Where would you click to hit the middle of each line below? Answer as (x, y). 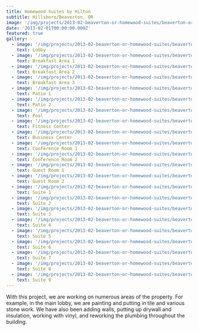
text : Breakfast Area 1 (46, 61)
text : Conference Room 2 (47, 160)
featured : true (25, 34)
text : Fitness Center (43, 127)
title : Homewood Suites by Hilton (49, 11)
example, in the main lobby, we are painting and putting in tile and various (95, 303)
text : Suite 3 (34, 214)
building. (17, 322)
